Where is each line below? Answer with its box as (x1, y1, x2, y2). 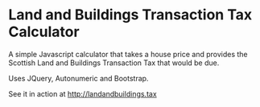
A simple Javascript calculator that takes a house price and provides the (8, 49, 248, 59)
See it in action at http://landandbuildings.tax (8, 88, 157, 98)
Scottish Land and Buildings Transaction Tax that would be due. (8, 58, 220, 68)
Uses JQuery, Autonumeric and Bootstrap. (8, 73, 149, 83)
